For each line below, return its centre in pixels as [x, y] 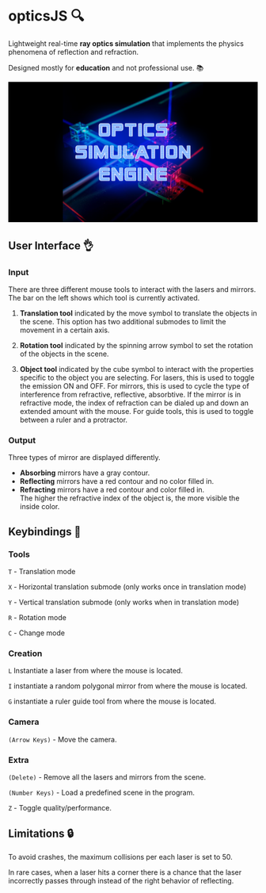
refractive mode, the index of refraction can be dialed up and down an [134, 403]
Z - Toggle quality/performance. [60, 808]
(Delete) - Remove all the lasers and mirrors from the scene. [107, 777]
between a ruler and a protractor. [74, 420]
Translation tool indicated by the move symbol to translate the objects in [138, 313]
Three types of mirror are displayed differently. [84, 458]
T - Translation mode [42, 572]
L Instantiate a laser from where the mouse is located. [96, 671]
